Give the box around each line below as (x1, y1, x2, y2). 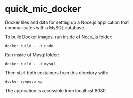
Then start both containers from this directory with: (5, 69, 109, 76)
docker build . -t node (5, 43, 54, 48)
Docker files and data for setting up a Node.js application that (5, 19, 129, 25)
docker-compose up (5, 79, 43, 84)
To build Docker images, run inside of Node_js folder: (5, 34, 112, 40)
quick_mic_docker (5, 3, 81, 15)
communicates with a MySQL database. (5, 24, 86, 30)
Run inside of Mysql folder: (5, 52, 60, 58)
